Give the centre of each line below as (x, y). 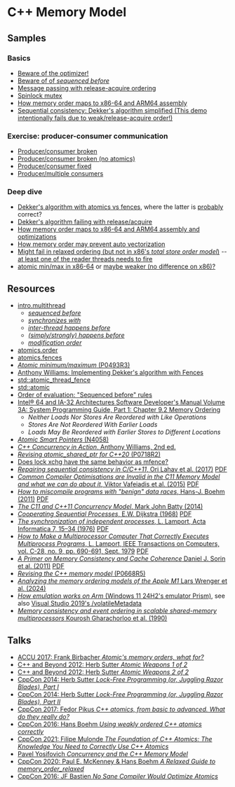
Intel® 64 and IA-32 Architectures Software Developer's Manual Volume (121, 402)
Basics (19, 58)
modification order (55, 343)
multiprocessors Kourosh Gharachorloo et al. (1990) (92, 618)
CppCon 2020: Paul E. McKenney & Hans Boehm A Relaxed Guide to (116, 762)
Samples (27, 38)
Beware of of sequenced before (63, 81)
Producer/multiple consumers (60, 174)
